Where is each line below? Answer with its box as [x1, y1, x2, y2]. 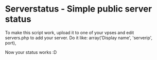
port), [5, 40, 17, 45]
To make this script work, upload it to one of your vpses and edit [5, 30, 134, 35]
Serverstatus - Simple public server [5, 3, 152, 15]
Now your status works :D [5, 49, 57, 55]
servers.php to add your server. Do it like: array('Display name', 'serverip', [5, 35, 153, 41]
